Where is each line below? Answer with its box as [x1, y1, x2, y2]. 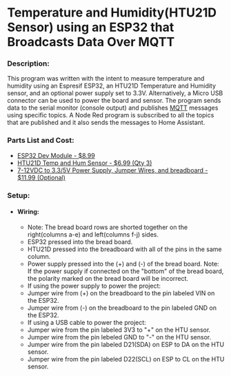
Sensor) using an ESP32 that [7, 19, 174, 35]
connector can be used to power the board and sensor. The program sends [7, 97, 221, 105]
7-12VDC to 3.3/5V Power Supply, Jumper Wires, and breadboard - [17, 166, 208, 174]
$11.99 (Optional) [17, 173, 66, 181]
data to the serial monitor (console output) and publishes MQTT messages [7, 103, 219, 112]
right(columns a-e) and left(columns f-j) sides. [27, 230, 159, 239]
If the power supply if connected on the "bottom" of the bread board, [27, 267, 224, 275]
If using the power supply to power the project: [27, 281, 161, 290]
